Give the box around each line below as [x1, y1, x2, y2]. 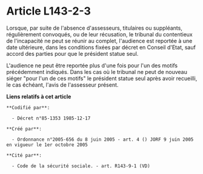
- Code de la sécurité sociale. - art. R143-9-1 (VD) [12, 162, 150, 169]
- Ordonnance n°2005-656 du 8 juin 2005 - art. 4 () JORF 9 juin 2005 [12, 136, 194, 142]
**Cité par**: [6, 152, 42, 158]
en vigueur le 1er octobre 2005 [6, 141, 88, 148]
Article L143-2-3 [6, 4, 91, 18]
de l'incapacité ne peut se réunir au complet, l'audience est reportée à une [6, 37, 193, 44]
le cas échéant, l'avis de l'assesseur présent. [6, 81, 119, 89]
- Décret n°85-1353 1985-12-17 [12, 115, 91, 121]
